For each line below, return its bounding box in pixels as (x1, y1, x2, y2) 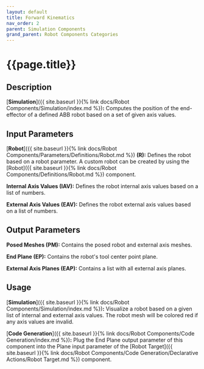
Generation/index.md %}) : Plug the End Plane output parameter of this (6, 336, 183, 343)
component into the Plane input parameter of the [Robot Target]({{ (6, 342, 173, 350)
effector (6, 111, 26, 119)
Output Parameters (6, 225, 80, 235)
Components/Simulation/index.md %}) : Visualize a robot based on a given (6, 305, 193, 312)
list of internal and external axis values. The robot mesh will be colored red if (6, 311, 199, 318)
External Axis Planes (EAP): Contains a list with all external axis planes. (6, 264, 187, 272)
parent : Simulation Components (6, 26, 86, 32)
